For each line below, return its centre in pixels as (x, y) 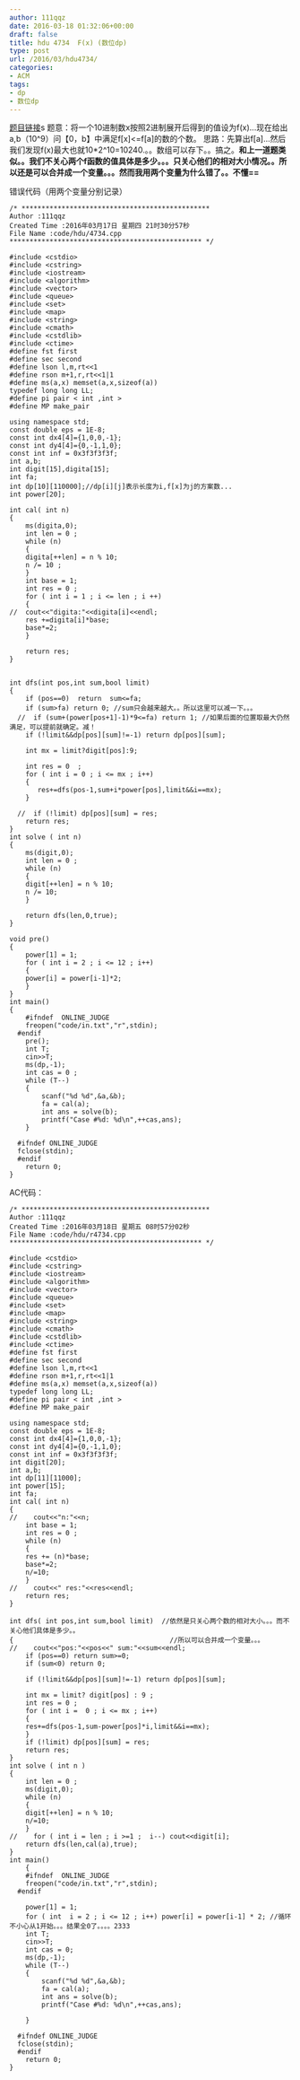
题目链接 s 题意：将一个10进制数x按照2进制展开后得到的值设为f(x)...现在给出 (149, 127)
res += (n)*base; (58, 1557)
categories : (31, 68)
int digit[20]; (38, 1463)
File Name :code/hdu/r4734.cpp (68, 1235)
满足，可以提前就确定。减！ (53, 728)
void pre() (30, 939)
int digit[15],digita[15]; (60, 469)
